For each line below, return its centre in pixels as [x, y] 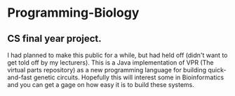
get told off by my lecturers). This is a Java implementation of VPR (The [110, 63]
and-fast [20, 77]
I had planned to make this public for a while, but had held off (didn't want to [117, 55]
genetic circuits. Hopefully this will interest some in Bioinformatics [129, 77]
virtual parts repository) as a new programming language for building [107, 70]
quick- [217, 70]
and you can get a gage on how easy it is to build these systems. [101, 85]
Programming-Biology [73, 13]
